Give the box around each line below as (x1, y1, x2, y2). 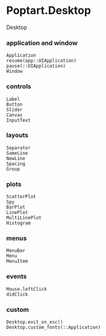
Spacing (6, 161, 26, 167)
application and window (6, 39, 78, 47)
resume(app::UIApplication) (6, 58, 77, 64)
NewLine (6, 155, 26, 161)
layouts (6, 131, 29, 140)
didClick (6, 291, 28, 297)
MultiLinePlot (6, 215, 42, 221)
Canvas (6, 112, 23, 118)
